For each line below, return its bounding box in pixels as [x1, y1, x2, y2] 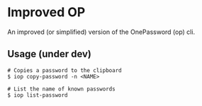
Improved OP [7, 4, 86, 20]
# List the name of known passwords [7, 86, 116, 93]
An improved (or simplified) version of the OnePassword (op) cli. [7, 28, 196, 36]
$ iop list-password [7, 91, 69, 99]
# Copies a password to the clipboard [7, 66, 122, 74]
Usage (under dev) [7, 48, 92, 60]
